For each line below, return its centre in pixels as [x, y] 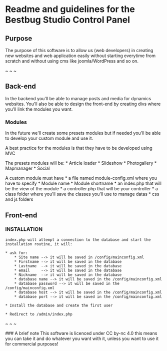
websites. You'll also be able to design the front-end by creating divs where [83, 104]
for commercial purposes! [32, 343]
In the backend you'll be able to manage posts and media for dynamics [78, 98]
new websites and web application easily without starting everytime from [80, 56]
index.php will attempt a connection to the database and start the [78, 240]
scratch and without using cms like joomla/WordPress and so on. [72, 61]
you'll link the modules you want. [39, 109]
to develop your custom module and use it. [49, 138]
